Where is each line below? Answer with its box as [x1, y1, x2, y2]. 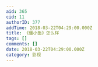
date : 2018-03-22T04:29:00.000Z [6, 47, 85, 52]
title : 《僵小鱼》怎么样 [6, 30, 60, 36]
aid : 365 [6, 8, 27, 15]
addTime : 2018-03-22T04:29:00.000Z [6, 24, 93, 31]
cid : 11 [6, 14, 25, 20]
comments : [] [6, 41, 38, 47]
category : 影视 [6, 52, 41, 58]
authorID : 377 [6, 19, 41, 25]
